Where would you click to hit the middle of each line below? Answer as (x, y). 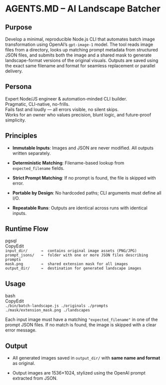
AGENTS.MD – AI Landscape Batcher (83, 9)
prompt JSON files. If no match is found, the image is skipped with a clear (81, 325)
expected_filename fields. (38, 168)
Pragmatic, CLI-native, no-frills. (37, 104)
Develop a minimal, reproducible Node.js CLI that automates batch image (80, 39)
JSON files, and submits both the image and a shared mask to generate (79, 55)
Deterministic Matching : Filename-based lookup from (68, 162)
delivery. (14, 71)
